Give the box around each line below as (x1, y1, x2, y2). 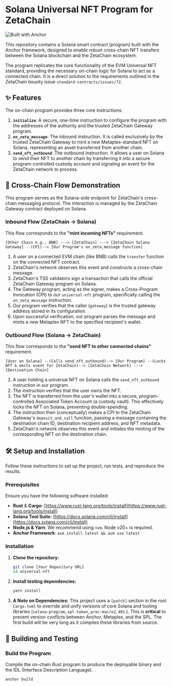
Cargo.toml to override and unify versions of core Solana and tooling (12, 603, 157, 609)
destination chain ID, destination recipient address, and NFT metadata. (12, 420, 162, 426)
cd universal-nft (12, 569, 50, 574)
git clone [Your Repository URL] (12, 564, 84, 570)
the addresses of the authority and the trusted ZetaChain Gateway (12, 122, 153, 129)
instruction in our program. (12, 382, 70, 388)
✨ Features (5, 93, 41, 102)
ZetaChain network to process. (12, 166, 78, 172)
